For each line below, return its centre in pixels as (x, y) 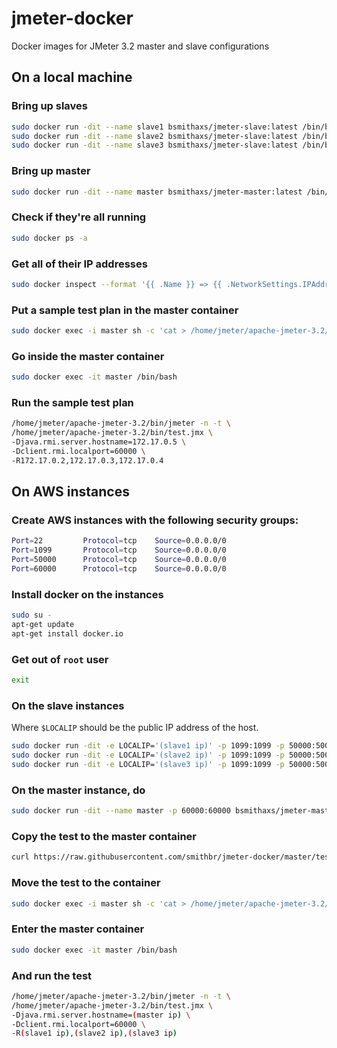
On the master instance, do (78, 790)
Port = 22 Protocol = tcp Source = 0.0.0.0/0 (119, 541)
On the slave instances (68, 705)
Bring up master (51, 171)
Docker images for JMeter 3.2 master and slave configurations (140, 46)
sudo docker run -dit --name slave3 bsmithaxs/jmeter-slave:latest (155, 145)
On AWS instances (70, 492)
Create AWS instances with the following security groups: (155, 520)
